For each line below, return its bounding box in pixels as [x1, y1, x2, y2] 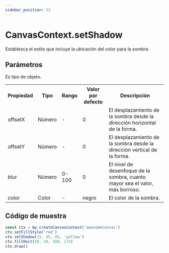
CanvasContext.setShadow [5, 29, 123, 40]
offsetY [8, 143, 25, 150]
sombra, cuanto [109, 174, 146, 181]
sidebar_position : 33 [5, 7, 51, 13]
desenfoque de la [109, 167, 150, 174]
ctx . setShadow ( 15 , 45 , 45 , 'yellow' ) [5, 234, 84, 239]
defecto [83, 98, 103, 106]
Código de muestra [5, 212, 66, 220]
